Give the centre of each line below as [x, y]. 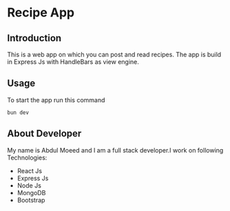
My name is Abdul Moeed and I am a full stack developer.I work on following [115, 150]
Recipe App [41, 13]
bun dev [18, 112]
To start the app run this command [56, 100]
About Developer [44, 134]
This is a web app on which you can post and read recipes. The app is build [114, 54]
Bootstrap [31, 200]
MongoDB [31, 192]
